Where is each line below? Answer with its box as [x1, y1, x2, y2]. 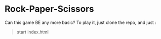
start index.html [16, 29, 49, 35]
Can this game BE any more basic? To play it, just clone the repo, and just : [4, 19, 157, 25]
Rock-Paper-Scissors [4, 3, 94, 15]
